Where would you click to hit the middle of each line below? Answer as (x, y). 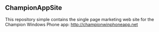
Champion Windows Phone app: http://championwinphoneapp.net (71, 24)
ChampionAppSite (34, 8)
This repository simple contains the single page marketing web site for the (80, 19)
